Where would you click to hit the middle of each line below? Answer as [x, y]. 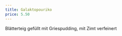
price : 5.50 [17, 14]
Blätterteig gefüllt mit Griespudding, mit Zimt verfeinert [61, 28]
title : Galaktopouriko [29, 10]
